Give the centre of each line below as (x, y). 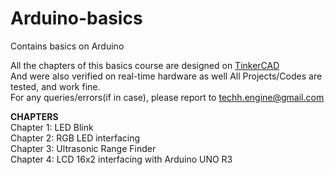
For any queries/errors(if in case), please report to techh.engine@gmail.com (167, 97)
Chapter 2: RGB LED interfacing (75, 138)
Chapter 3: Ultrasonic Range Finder (83, 148)
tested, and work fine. (55, 86)
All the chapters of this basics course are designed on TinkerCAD (145, 65)
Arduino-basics (76, 18)
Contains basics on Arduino (67, 46)
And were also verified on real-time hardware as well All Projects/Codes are (166, 76)
